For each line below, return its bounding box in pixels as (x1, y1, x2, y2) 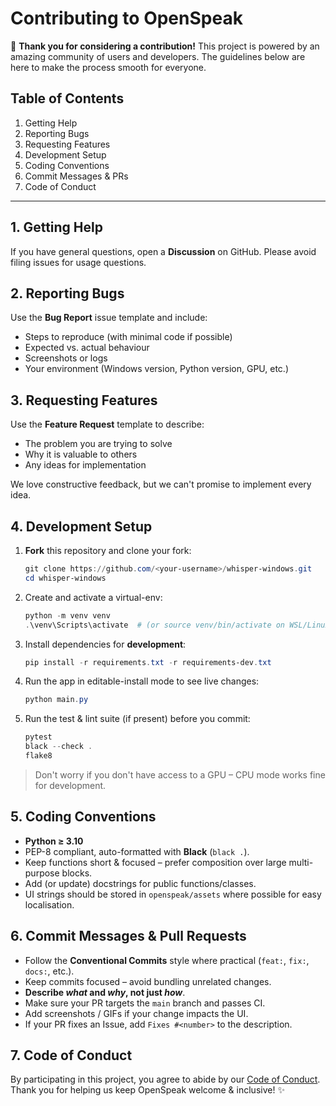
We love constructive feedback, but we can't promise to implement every (10, 478, 312, 491)
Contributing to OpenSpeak (10, 7, 243, 30)
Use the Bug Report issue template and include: (10, 312, 208, 324)
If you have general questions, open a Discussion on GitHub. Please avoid (10, 245, 317, 257)
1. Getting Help (10, 219, 103, 236)
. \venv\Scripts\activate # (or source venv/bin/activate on (24, 620, 286, 630)
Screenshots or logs (24, 352, 108, 364)
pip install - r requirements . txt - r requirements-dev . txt (24, 657, 272, 667)
